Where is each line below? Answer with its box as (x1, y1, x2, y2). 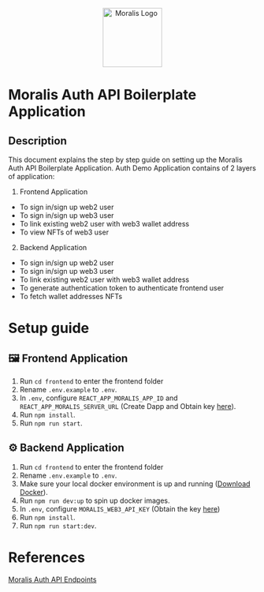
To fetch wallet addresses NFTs (19, 292, 123, 301)
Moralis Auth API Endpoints (8, 575, 97, 584)
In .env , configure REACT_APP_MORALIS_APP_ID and (19, 393, 179, 403)
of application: (8, 172, 55, 181)
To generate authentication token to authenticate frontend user (19, 283, 225, 292)
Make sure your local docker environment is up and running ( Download (19, 478, 251, 489)
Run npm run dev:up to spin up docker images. (19, 496, 170, 505)
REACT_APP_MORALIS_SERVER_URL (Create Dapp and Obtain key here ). (19, 402, 236, 410)
